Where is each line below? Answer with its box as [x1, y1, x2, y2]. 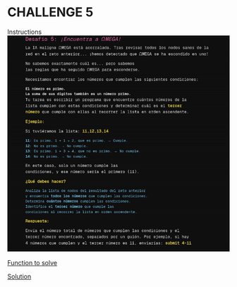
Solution [7, 272, 32, 281]
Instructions [7, 28, 42, 36]
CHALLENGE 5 [7, 4, 94, 20]
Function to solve [7, 258, 58, 267]
